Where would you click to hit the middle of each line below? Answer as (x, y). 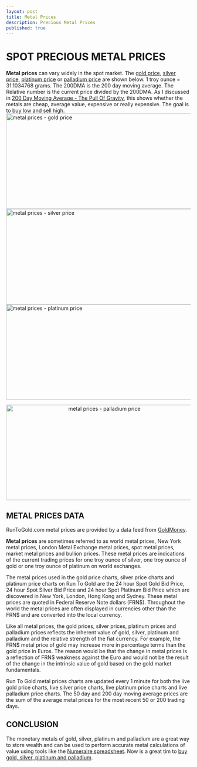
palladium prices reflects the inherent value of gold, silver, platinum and (92, 632)
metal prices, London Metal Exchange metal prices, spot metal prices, (90, 547)
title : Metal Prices (31, 17)
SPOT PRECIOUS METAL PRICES (86, 57)
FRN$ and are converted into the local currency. (64, 615)
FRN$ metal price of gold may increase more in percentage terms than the (96, 645)
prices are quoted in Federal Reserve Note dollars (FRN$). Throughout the (96, 602)
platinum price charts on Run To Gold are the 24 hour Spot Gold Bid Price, (95, 584)
